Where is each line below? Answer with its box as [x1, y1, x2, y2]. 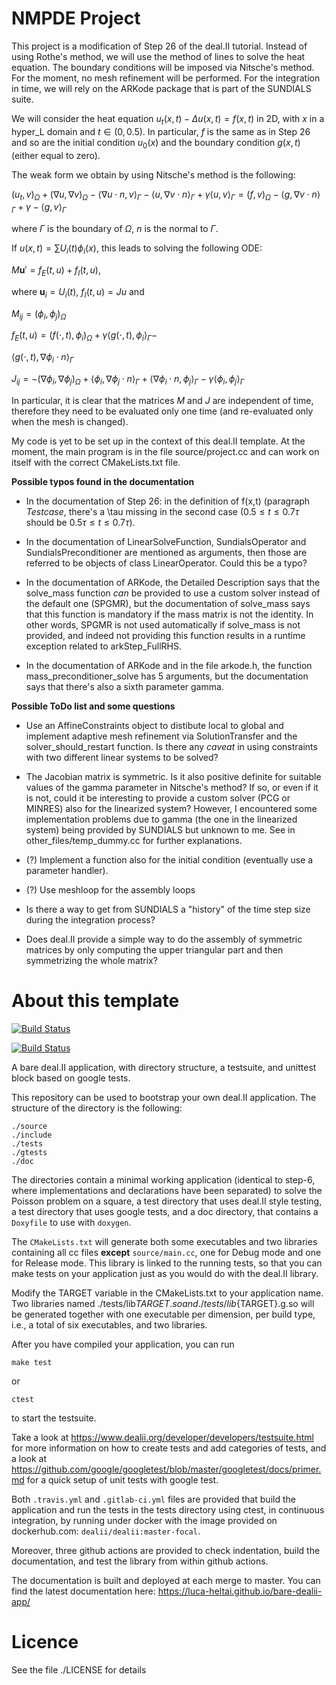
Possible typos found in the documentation [11, 475, 195, 487]
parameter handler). [25, 864, 109, 876]
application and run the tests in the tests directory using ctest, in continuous [11, 1503, 325, 1516]
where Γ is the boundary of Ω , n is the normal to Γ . [11, 223, 219, 235]
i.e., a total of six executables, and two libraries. [11, 1318, 208, 1331]
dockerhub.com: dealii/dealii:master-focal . [11, 1525, 201, 1537]
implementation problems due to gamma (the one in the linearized [25, 813, 298, 825]
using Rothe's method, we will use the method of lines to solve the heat [11, 50, 306, 62]
